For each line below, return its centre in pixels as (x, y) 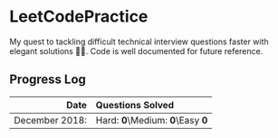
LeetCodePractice (79, 17)
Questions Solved (135, 105)
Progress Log (48, 80)
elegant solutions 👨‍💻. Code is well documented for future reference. (136, 51)
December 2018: (51, 120)
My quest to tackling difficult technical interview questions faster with (139, 41)
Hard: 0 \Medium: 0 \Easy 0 (152, 120)
